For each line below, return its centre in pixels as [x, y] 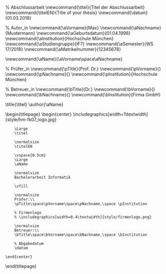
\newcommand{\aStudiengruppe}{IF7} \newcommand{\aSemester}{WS [79, 44]
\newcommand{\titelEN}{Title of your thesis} [51, 13]
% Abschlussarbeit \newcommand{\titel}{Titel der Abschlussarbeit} [75, 7]
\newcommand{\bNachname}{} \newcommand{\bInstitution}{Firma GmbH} [83, 95]
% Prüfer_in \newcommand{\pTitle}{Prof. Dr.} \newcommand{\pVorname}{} [83, 69]
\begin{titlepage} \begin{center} [38, 114]
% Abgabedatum [29, 244]
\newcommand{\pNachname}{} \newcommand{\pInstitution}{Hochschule [81, 74]
